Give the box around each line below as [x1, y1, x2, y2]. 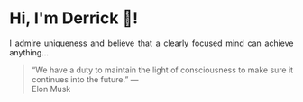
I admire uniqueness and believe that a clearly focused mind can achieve [9, 38, 294, 48]
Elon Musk [31, 83, 71, 94]
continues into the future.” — [31, 73, 139, 84]
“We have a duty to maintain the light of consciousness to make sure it [31, 64, 294, 75]
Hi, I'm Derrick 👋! [9, 8, 138, 29]
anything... [9, 47, 50, 57]
